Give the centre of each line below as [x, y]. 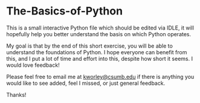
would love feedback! [33, 65]
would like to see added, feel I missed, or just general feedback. [86, 83]
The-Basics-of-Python [64, 11]
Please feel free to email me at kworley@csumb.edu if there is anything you [100, 76]
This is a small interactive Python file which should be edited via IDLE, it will [100, 28]
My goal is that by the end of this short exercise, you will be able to [90, 46]
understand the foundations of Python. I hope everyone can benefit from [97, 52]
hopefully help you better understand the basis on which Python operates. [99, 34]
